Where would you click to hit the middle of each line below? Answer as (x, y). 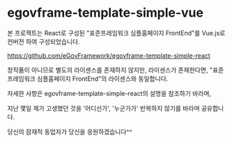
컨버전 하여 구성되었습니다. (44, 41)
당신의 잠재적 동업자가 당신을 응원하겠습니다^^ (70, 132)
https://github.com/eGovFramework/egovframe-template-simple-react (109, 55)
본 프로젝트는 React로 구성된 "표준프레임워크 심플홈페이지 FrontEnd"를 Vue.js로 (116, 33)
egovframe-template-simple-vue (106, 13)
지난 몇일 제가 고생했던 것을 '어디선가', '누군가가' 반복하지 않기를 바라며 (103, 108)
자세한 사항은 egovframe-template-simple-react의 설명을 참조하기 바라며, (109, 93)
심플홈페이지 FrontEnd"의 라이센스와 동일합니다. (103, 79)
